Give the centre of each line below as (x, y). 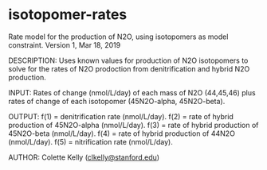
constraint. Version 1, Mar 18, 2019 (65, 44)
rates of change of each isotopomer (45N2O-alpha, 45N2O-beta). (117, 101)
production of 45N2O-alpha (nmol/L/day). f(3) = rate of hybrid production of (133, 125)
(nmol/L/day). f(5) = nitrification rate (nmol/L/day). (90, 141)
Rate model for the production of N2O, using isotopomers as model (118, 37)
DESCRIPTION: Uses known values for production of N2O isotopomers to (128, 60)
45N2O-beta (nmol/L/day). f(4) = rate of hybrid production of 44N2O (122, 133)
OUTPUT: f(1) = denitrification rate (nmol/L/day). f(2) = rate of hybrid (121, 116)
